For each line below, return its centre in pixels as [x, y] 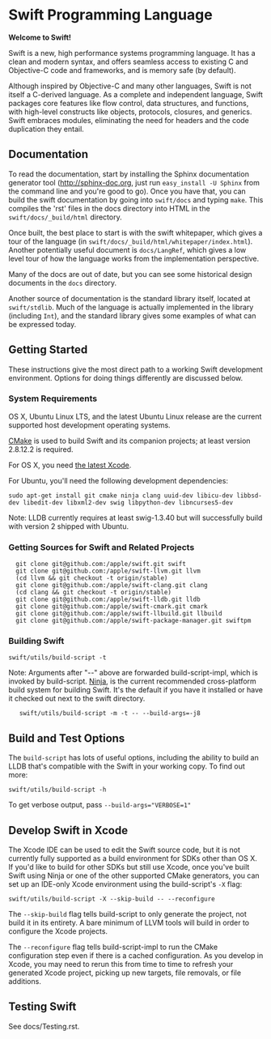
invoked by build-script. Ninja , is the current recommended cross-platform [132, 681]
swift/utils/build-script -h [57, 790]
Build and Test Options [67, 738]
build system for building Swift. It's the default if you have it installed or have [135, 690]
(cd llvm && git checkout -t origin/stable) [92, 578]
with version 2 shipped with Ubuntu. [69, 526]
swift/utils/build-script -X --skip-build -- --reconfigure [112, 899]
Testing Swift [42, 1007]
